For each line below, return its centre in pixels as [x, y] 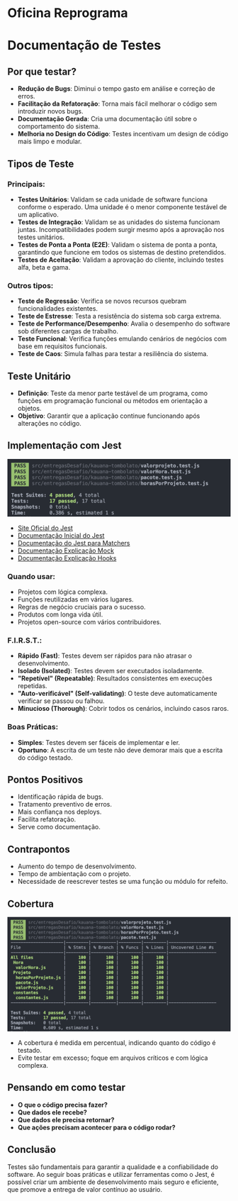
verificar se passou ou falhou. [61, 701]
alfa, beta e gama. [44, 267]
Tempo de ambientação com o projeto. [74, 874]
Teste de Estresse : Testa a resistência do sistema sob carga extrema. [119, 316]
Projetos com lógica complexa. [63, 592]
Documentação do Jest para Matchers [74, 543]
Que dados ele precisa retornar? [66, 1119]
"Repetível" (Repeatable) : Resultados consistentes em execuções [115, 678]
